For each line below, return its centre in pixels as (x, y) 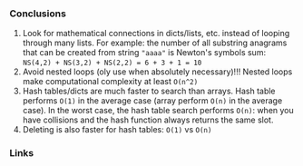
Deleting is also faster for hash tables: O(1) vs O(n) (117, 130)
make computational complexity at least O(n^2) (110, 82)
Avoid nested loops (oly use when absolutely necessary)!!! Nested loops (157, 72)
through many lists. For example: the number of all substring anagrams (155, 43)
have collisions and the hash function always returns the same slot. (148, 120)
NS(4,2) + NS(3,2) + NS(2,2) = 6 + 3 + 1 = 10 (112, 63)
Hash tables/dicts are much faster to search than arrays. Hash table (149, 91)
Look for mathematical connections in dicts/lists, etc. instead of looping (156, 34)
